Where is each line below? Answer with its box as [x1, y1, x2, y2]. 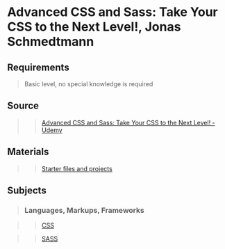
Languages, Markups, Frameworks [24, 205, 144, 215]
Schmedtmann [7, 34, 94, 49]
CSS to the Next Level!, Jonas [7, 19, 181, 35]
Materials [7, 146, 49, 158]
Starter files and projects [41, 164, 112, 172]
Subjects [7, 185, 47, 197]
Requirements [7, 61, 69, 73]
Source [7, 100, 40, 112]
